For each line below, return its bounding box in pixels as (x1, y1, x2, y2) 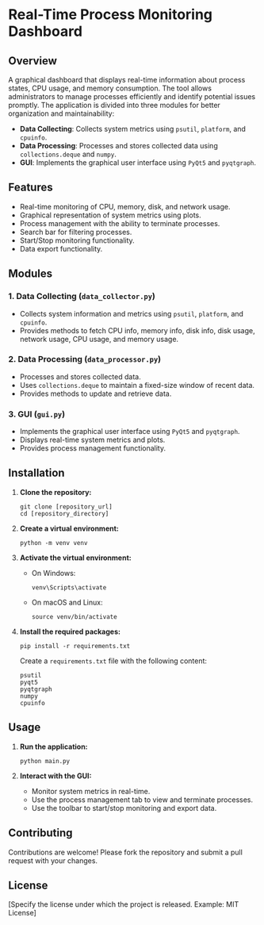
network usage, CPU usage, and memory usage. (19, 334, 179, 344)
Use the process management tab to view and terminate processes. (31, 795, 254, 804)
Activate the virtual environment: (19, 553, 132, 562)
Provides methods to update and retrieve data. (19, 389, 172, 398)
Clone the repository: (19, 487, 92, 497)
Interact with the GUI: (19, 771, 92, 781)
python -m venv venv (19, 539, 88, 547)
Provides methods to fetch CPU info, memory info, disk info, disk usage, (19, 325, 255, 335)
